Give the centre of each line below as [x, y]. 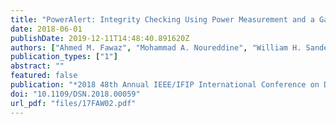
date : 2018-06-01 [46, 29]
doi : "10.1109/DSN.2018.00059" [75, 94]
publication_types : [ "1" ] [64, 57]
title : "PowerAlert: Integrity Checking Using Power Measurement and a [162, 19]
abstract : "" [37, 66]
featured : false [44, 76]
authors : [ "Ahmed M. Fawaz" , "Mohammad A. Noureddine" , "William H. [156, 47]
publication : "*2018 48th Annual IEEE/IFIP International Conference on [165, 85]
